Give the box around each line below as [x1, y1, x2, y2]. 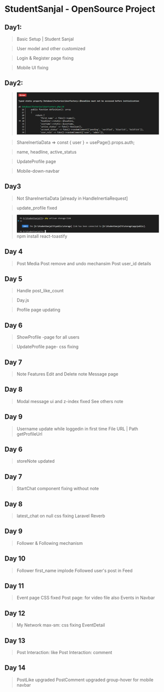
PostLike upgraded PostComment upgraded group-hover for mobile [16, 677, 154, 683]
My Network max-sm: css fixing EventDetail [16, 622, 105, 628]
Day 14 [4, 663, 25, 672]
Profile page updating [16, 307, 61, 313]
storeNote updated [16, 458, 55, 464]
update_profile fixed [16, 205, 57, 211]
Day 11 [4, 582, 24, 590]
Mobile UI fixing [16, 65, 48, 70]
